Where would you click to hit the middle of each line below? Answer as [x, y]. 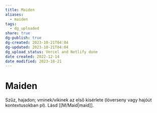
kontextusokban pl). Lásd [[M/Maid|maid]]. [50, 105]
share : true [18, 33]
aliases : [14, 15]
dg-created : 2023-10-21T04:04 [37, 43]
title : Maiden [20, 10]
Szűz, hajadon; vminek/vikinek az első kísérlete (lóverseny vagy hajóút [78, 100]
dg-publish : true [23, 38]
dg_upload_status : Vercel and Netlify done [52, 52]
